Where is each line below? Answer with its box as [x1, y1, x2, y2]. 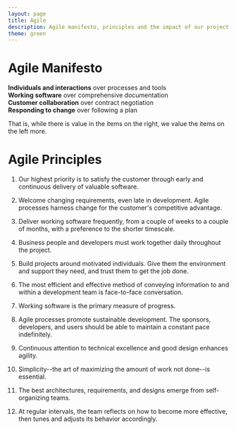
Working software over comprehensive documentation [8, 91, 168, 99]
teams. [51, 393, 71, 402]
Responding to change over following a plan [8, 106, 138, 115]
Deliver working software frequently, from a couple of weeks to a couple [18, 217, 229, 226]
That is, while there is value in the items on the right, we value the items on [8, 120, 225, 128]
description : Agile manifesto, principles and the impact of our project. [8, 23, 232, 30]
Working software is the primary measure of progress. [18, 302, 176, 310]
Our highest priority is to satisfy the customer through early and [18, 175, 204, 184]
